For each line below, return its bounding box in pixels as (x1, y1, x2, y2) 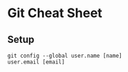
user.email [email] (7, 58, 65, 66)
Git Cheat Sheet (7, 5, 103, 21)
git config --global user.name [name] (7, 52, 122, 59)
